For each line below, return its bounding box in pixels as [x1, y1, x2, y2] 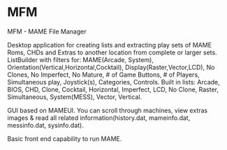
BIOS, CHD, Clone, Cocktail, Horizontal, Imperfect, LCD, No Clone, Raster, [7, 85, 219, 93]
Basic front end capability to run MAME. [7, 134, 122, 143]
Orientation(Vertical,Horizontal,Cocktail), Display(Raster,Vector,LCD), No [7, 63, 215, 71]
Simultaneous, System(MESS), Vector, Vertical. [7, 92, 142, 101]
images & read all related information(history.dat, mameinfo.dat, [7, 113, 191, 122]
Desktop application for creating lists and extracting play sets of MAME [7, 40, 212, 49]
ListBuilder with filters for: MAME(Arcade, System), [7, 55, 154, 63]
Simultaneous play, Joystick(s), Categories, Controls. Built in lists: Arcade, [7, 77, 220, 86]
